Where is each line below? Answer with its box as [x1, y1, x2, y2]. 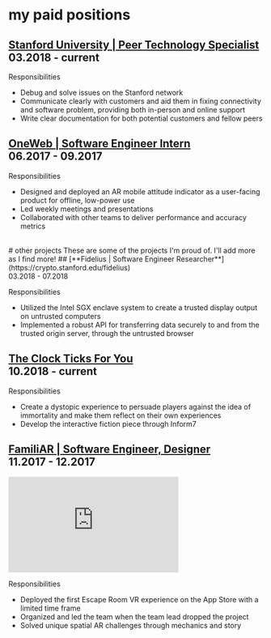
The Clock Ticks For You [8, 352, 133, 366]
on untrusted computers [19, 311, 101, 321]
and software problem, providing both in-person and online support [19, 105, 245, 114]
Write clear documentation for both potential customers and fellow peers [19, 113, 263, 123]
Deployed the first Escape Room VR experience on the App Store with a [19, 595, 259, 605]
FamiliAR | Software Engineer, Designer [8, 443, 211, 457]
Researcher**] [176, 253, 225, 264]
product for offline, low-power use [19, 195, 135, 205]
